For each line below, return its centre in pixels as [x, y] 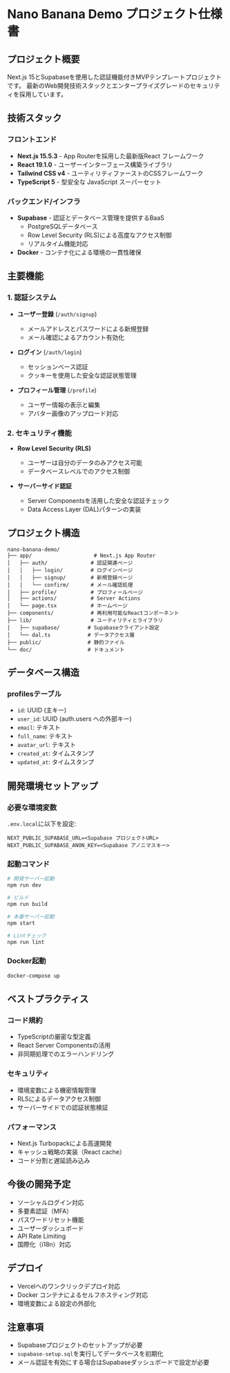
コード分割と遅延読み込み [54, 1160]
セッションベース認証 [58, 366]
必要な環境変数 [32, 807]
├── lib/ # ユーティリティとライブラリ [85, 620]
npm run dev [24, 885]
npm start [21, 923]
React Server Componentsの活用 [64, 1045]
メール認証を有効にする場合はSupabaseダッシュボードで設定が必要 [113, 1363]
